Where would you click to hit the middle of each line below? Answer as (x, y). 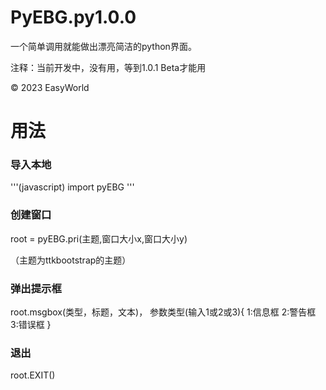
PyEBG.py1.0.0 (73, 17)
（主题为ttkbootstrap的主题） (71, 260)
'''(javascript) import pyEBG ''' (72, 187)
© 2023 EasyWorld (50, 87)
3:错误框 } (31, 325)
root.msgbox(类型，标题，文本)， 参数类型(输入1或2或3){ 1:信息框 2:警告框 (163, 312)
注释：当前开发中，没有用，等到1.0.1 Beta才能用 (108, 67)
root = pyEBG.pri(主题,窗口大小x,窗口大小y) (99, 238)
